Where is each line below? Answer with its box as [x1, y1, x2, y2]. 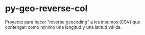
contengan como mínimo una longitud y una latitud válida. [5, 24, 122, 30]
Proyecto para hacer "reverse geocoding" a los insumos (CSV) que [5, 19, 141, 25]
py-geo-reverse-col [5, 3, 88, 14]
